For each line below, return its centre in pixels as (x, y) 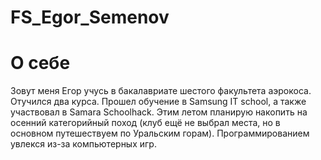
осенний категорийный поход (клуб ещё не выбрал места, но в (145, 123)
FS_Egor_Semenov (90, 17)
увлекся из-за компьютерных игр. (83, 144)
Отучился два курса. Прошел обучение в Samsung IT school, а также (158, 102)
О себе (40, 63)
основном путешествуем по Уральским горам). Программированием (160, 133)
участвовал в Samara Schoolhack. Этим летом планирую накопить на (159, 112)
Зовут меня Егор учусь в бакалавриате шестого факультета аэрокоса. (161, 91)
